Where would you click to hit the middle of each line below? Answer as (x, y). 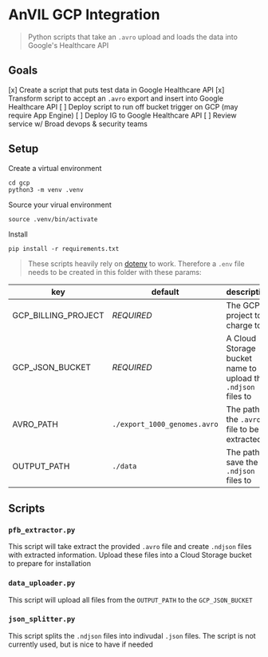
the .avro (244, 419)
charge (239, 325)
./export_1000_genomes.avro (165, 424)
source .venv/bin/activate (53, 219)
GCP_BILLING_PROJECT (59, 315)
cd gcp (19, 183)
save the (242, 462)
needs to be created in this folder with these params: (114, 272)
